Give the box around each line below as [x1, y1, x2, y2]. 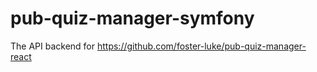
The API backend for [10, 40, 96, 52]
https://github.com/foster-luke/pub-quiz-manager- [96, 40, 307, 52]
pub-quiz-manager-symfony [10, 7, 255, 30]
